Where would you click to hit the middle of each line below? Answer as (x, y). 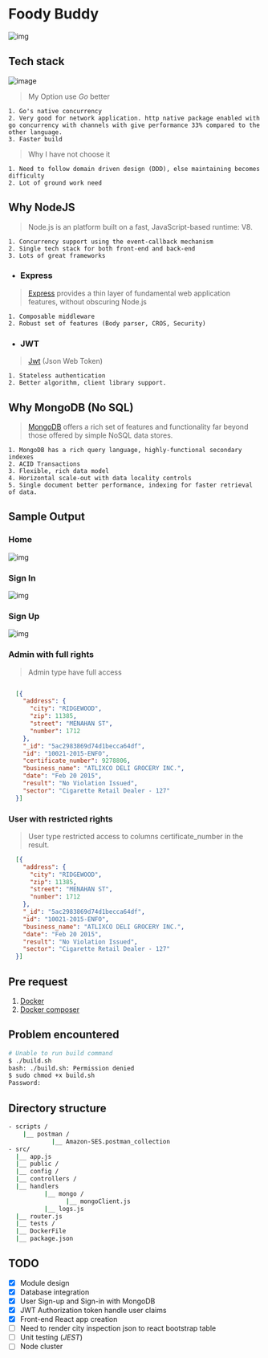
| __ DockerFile (41, 1231)
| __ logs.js (64, 1209)
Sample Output (47, 517)
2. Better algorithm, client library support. (87, 383)
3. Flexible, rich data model (59, 471)
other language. (35, 132)
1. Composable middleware (51, 316)
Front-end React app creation (69, 1319)
